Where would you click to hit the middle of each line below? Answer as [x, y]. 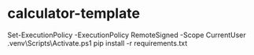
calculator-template [74, 14]
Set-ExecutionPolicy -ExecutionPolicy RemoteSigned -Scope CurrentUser [127, 35]
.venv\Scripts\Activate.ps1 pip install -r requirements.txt [98, 43]
